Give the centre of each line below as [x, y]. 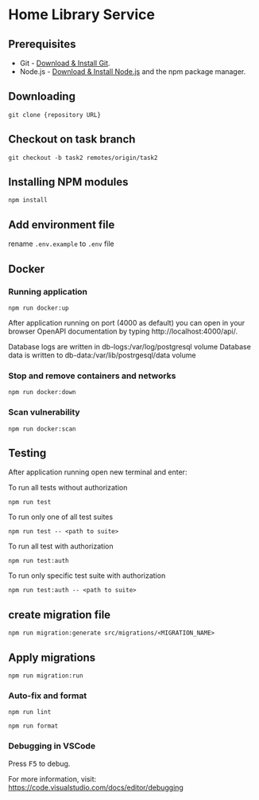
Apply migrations [52, 657]
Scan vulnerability [44, 412]
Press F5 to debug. [39, 763]
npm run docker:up [39, 308]
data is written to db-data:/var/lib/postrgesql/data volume [102, 355]
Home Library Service [82, 15]
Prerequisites [42, 44]
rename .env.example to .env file [62, 244]
